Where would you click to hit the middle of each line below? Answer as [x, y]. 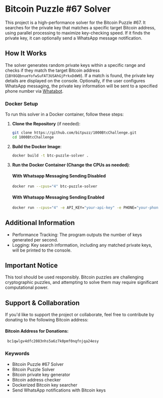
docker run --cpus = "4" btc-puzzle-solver [55, 186]
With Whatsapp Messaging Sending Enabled [58, 197]
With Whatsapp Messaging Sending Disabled [59, 176]
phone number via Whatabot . [34, 91]
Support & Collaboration [42, 303]
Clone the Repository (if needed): [46, 124]
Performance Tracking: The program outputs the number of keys [77, 235]
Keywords [17, 354]
